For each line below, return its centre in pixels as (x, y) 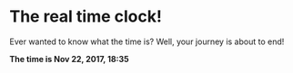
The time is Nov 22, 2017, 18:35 (69, 59)
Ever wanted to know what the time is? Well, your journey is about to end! (147, 41)
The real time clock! (86, 17)
